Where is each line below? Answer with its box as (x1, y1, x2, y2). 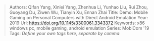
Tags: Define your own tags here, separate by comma (9, 31, 120, 36)
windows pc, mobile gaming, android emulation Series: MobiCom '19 (9, 25, 150, 31)
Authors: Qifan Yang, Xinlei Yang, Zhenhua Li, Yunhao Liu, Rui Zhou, (9, 4, 148, 10)
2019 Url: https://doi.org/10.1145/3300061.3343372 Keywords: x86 (9, 20, 145, 26)
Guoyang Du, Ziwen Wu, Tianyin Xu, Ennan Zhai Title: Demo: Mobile (9, 9, 148, 15)
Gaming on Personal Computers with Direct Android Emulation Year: (9, 15, 149, 20)
